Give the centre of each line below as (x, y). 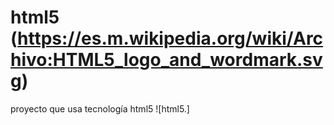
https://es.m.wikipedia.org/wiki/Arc (170, 38)
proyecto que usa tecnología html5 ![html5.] (100, 108)
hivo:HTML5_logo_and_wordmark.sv (166, 60)
